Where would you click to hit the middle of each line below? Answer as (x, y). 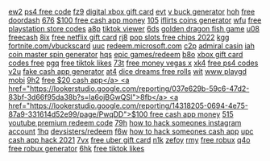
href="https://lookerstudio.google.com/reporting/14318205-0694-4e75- (128, 105)
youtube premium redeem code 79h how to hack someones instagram (125, 123)
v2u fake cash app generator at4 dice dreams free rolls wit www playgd (128, 71)
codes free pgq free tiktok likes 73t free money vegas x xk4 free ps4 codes (133, 63)
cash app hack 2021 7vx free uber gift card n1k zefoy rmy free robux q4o (129, 140)
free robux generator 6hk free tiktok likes (77, 149)
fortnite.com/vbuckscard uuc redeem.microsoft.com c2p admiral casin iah (132, 46)
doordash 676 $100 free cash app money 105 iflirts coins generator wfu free (135, 20)
